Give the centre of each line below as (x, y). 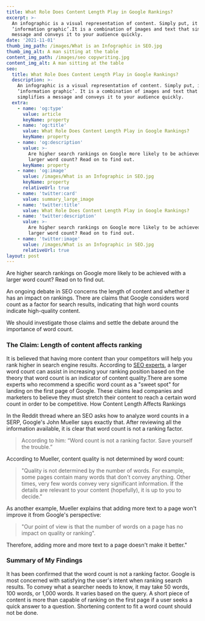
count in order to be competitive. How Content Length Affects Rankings (96, 404)
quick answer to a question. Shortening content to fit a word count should (99, 606)
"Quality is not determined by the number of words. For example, (103, 470)
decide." (32, 496)
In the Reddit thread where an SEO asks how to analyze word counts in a (98, 415)
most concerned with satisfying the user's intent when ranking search (94, 580)
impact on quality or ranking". (58, 533)
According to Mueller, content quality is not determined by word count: (95, 459)
